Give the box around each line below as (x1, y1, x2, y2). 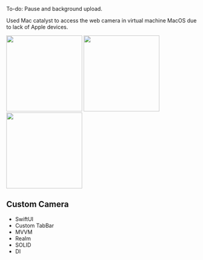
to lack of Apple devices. (6, 24, 68, 30)
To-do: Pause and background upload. (6, 5, 103, 12)
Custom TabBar (15, 222, 55, 229)
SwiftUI (15, 215, 34, 222)
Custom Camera (6, 199, 69, 210)
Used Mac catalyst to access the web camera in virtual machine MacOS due (6, 17, 197, 24)
